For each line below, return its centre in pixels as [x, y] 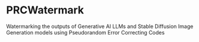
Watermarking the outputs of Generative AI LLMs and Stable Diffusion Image [100, 26]
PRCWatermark [45, 10]
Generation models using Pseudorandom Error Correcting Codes [86, 32]
